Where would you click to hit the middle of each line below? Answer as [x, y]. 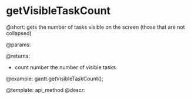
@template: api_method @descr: [46, 90]
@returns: [18, 56]
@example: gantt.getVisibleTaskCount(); [55, 78]
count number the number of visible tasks [65, 67]
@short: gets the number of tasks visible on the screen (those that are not [95, 27]
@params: [19, 45]
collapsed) [19, 33]
